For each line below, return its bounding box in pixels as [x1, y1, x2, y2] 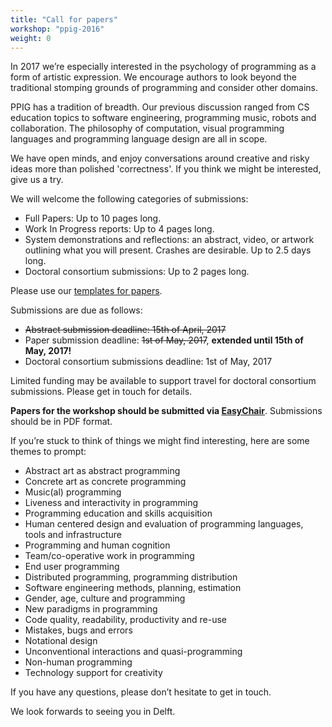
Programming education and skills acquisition [24, 507, 213, 520]
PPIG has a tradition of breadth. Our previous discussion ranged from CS [10, 101, 310, 113]
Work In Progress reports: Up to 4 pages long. [24, 223, 215, 235]
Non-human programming [24, 656, 133, 668]
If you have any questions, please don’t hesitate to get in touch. [10, 686, 272, 698]
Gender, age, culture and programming [24, 592, 186, 605]
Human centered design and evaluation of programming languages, [24, 518, 304, 530]
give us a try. [10, 174, 64, 186]
